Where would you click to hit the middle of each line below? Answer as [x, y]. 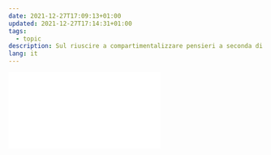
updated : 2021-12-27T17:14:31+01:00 [70, 24]
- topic [29, 39]
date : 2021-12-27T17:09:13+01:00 [65, 16]
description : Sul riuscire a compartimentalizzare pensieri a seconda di [136, 46]
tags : [17, 31]
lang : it [23, 54]
